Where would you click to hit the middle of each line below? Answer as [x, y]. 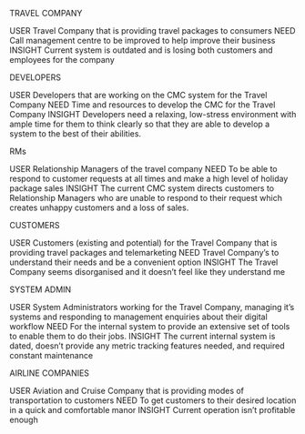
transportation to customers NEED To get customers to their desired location [153, 400]
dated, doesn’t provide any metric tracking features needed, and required [147, 346]
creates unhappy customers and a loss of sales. [99, 207]
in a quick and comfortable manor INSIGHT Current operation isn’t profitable [152, 410]
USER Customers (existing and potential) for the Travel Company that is [143, 243]
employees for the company [62, 60]
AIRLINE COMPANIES [49, 373]
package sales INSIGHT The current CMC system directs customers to [142, 188]
